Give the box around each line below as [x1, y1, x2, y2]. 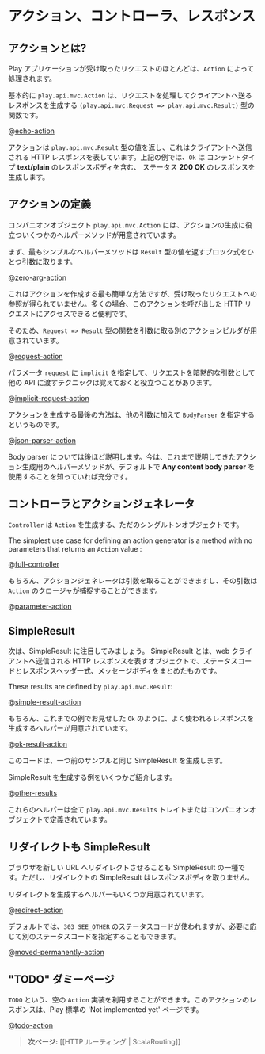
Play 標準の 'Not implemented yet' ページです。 [49, 1005, 203, 1014]
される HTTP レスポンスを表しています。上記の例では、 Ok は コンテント [8, 152, 242, 162]
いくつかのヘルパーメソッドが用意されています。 [21, 230, 180, 239]
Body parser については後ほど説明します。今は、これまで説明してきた [8, 452, 236, 461]
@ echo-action [8, 126, 55, 136]
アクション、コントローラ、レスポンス [8, 7, 256, 25]
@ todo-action [8, 1021, 54, 1030]
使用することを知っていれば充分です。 [8, 472, 132, 481]
